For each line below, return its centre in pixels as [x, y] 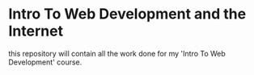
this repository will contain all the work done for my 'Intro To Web [117, 53]
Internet [36, 31]
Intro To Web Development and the [127, 14]
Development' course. [45, 62]
